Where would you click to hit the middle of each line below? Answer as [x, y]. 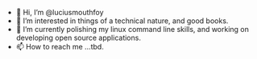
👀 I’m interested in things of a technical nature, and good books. [122, 21]
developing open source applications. [78, 37]
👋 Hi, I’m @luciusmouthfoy [60, 12]
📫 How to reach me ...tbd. [60, 47]
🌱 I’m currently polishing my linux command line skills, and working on [133, 29]
